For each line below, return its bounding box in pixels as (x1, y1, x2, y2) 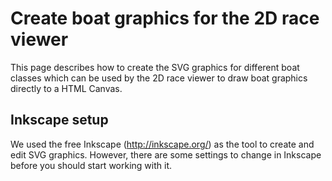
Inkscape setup (10, 112, 109, 129)
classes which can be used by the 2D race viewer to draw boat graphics (10, 72, 308, 84)
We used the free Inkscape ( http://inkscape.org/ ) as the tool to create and (10, 138, 315, 150)
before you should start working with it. (10, 159, 172, 171)
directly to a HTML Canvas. (10, 82, 123, 94)
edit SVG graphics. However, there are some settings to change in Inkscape (10, 148, 322, 161)
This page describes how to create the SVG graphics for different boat (10, 61, 300, 73)
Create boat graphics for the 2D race (10, 7, 320, 30)
